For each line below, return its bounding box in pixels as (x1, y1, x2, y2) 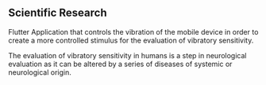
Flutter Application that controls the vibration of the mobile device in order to (8, 27, 259, 36)
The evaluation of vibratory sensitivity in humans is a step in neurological (8, 50, 247, 60)
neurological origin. (8, 67, 71, 77)
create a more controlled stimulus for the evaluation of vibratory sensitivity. (8, 35, 254, 45)
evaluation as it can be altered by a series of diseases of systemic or (8, 59, 233, 68)
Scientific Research (8, 6, 107, 20)
